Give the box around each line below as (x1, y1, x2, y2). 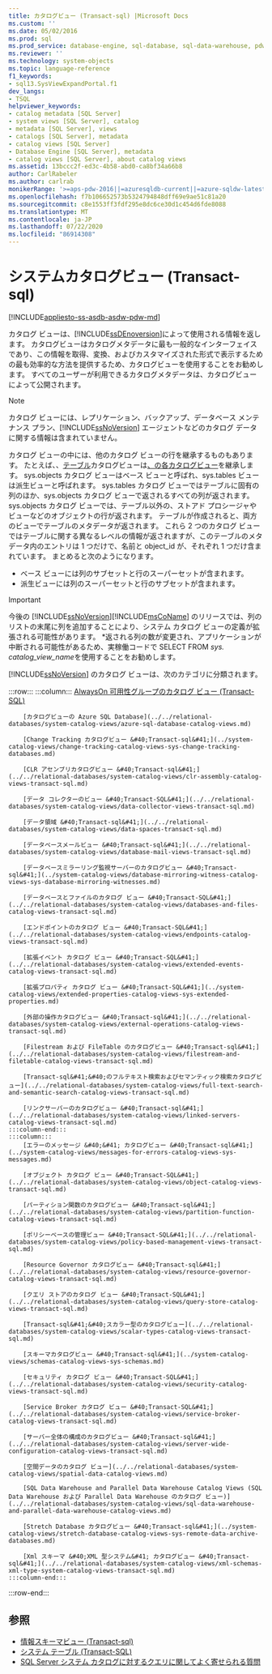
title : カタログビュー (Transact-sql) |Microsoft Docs (8, 11, 189, 20)
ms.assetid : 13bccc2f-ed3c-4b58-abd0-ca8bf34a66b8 (8, 163, 183, 171)
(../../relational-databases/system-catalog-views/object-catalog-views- (8, 1178, 263, 1186)
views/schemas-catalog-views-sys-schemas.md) (8, 1357, 164, 1365)
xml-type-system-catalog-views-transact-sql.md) (8, 1566, 176, 1574)
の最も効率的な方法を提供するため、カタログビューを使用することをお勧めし (8, 359, 264, 369)
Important (8, 595, 41, 604)
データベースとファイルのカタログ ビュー (26, 893, 145, 902)
